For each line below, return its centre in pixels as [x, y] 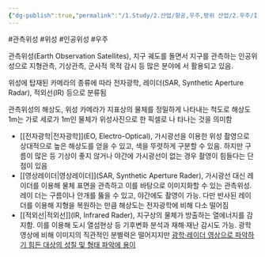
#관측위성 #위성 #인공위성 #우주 [58, 39]
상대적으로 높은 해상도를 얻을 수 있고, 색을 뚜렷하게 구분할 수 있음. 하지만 [131, 146]
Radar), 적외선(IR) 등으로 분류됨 [57, 93]
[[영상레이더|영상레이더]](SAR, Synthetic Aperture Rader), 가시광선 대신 [132, 176]
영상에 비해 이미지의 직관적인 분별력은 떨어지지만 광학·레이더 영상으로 [126, 235]
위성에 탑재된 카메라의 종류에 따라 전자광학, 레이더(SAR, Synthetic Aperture [126, 82]
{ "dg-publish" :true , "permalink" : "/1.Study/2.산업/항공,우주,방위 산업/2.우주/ [131, 15]
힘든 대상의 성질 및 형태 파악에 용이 [82, 244]
